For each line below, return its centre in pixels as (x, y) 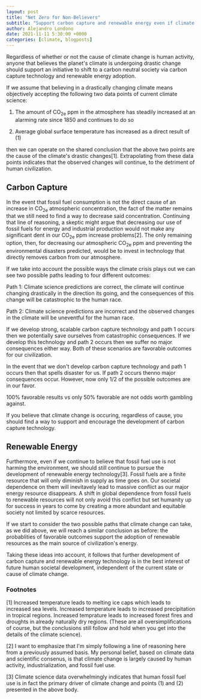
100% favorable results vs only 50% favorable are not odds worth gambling (100, 397)
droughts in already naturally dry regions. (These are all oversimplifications (99, 622)
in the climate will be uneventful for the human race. (70, 318)
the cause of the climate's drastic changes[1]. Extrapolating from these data (100, 156)
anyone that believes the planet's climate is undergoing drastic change (94, 63)
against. (16, 404)
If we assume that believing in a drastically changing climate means (89, 87)
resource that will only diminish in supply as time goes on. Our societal (93, 480)
